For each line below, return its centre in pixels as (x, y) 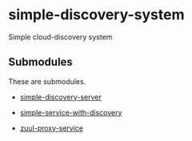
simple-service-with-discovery (71, 112)
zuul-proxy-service (52, 128)
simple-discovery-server (60, 97)
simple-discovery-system (96, 15)
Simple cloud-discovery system (60, 37)
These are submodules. (47, 81)
